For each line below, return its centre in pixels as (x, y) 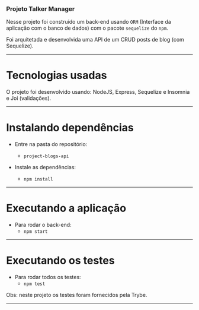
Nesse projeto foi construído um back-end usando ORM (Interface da (89, 22)
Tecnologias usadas (57, 75)
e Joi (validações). (29, 98)
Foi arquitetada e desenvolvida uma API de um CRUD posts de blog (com (95, 40)
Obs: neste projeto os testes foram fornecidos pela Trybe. (77, 295)
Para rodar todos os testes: (48, 277)
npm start (36, 232)
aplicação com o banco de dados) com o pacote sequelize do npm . (87, 28)
